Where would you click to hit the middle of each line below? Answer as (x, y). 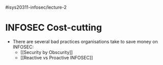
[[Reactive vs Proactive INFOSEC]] (57, 57)
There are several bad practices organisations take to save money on (85, 41)
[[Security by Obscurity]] (46, 52)
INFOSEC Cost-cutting (54, 28)
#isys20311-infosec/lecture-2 (36, 7)
